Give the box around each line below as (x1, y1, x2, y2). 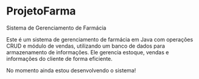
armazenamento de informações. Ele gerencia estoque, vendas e (6, 48, 169, 55)
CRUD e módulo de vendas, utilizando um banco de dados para (6, 42, 166, 49)
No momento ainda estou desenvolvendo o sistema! (6, 66, 137, 74)
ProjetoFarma (6, 4, 76, 18)
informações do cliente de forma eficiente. (6, 55, 113, 62)
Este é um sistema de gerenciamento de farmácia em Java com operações (6, 36, 194, 43)
